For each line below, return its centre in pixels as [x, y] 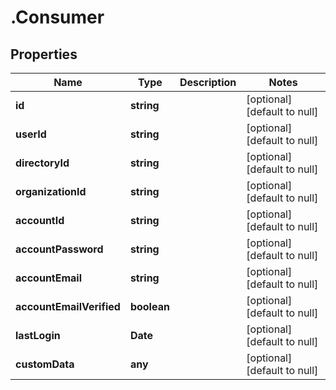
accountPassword [59, 249]
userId [31, 134]
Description [208, 82]
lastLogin [38, 335]
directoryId [42, 163]
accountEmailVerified [68, 306]
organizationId [51, 191]
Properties [44, 54]
